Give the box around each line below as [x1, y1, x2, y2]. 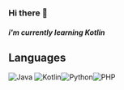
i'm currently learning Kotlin [8, 28, 105, 37]
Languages [8, 50, 66, 64]
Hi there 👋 [8, 7, 49, 19]
